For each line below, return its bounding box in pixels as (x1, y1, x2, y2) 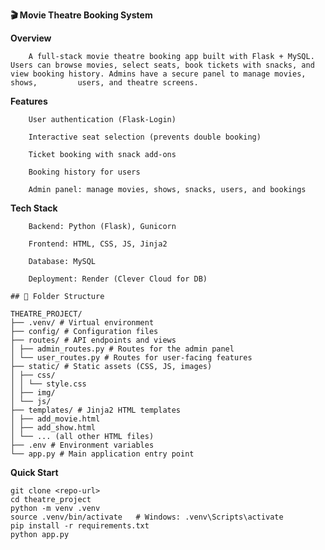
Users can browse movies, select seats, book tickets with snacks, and (10, 60, 315, 70)
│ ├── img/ (10, 388, 56, 398)
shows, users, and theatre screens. (10, 78, 199, 88)
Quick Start (10, 467, 59, 478)
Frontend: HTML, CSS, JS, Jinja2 (28, 239, 168, 249)
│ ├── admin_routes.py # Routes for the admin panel (10, 344, 235, 354)
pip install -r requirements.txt (10, 521, 150, 531)
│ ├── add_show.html (10, 423, 97, 433)
